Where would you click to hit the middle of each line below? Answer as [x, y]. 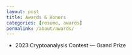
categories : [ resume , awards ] [45, 23]
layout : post [23, 12]
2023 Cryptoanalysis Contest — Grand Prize [70, 45]
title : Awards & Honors [36, 17]
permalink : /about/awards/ [40, 28]
